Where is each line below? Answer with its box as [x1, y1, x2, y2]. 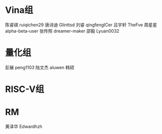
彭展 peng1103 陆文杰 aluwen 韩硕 [5, 64, 75, 70]
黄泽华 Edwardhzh [5, 124, 43, 129]
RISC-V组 [5, 84, 44, 95]
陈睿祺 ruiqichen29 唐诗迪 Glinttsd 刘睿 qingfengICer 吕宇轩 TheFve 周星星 [5, 22, 157, 28]
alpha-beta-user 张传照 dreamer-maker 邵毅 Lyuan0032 [5, 28, 120, 34]
